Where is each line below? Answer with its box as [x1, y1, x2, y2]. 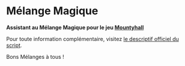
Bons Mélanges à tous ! [6, 53, 64, 60]
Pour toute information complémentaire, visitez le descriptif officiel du [6, 35, 179, 42]
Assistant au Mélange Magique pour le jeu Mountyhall [6, 24, 144, 31]
